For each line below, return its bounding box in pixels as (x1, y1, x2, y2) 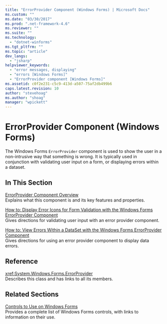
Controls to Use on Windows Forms (5, 303, 78, 309)
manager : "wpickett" (5, 100, 48, 105)
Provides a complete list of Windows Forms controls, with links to (5, 309, 139, 315)
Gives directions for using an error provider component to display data (5, 237, 149, 243)
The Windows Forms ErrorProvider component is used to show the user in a (5, 148, 162, 154)
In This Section (5, 179, 53, 187)
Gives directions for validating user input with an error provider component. (5, 217, 160, 223)
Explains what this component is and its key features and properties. (5, 197, 145, 203)
